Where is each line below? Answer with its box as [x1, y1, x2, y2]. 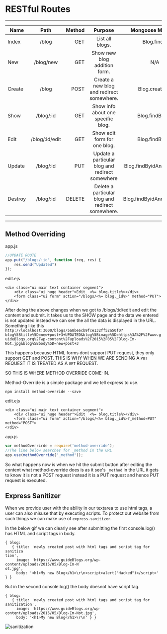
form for [94, 136, 113, 143]
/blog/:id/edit [30, 136, 61, 143]
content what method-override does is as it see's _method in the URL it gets [5, 467, 159, 473]
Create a [93, 76, 114, 83]
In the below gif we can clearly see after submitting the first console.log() [5, 525, 156, 531]
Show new [91, 49, 116, 56]
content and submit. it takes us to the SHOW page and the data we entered [5, 312, 159, 318]
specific [94, 115, 113, 122]
